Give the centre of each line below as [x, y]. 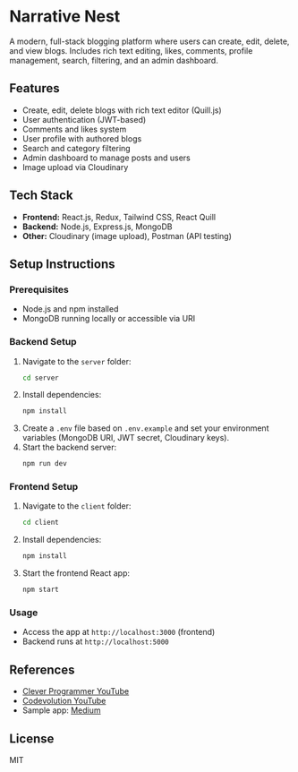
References [42, 669]
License [32, 738]
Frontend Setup [44, 487]
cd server [41, 378]
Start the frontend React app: [76, 573]
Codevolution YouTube [64, 701]
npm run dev [44, 464]
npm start [41, 590]
